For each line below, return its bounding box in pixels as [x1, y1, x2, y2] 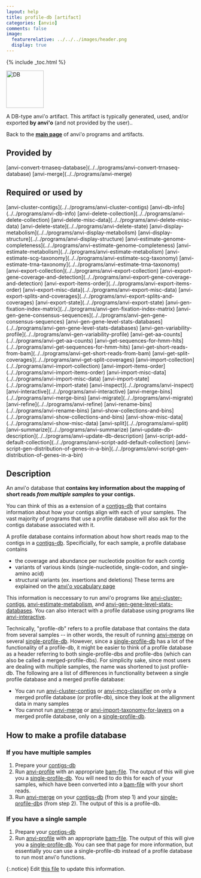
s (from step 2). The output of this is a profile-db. [39, 800, 161, 807]
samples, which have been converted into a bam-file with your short [14, 781, 184, 788]
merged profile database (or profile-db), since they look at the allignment [14, 694, 195, 701]
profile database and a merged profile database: [6, 676, 126, 683]
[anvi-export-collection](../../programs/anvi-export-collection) [6, 267, 159, 274]
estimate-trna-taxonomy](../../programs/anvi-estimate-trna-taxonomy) [6, 261, 180, 268]
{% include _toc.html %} [6, 58, 66, 66]
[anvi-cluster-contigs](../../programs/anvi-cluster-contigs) [6, 203, 149, 211]
